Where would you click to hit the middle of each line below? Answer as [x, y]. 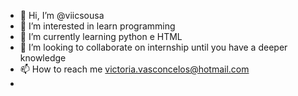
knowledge [43, 58]
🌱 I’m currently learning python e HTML [101, 36]
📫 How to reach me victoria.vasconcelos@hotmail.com [134, 69]
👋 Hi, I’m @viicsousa [62, 15]
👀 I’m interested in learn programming [97, 26]
